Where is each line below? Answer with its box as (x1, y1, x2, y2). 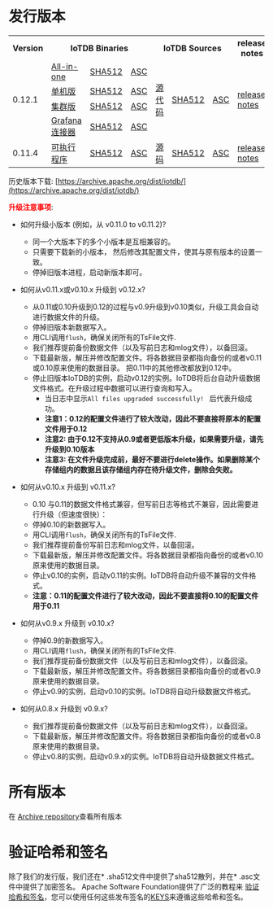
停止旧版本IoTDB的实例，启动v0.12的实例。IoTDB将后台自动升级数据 (32, 373, 261, 382)
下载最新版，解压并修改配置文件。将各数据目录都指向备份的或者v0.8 (32, 731, 262, 741)
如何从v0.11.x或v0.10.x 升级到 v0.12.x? (19, 284, 146, 294)
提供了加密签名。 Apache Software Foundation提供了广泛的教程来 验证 (22, 881, 260, 891)
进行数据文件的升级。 (32, 312, 104, 321)
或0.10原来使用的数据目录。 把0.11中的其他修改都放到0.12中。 (32, 363, 236, 373)
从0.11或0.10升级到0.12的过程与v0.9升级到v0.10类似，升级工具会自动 (32, 302, 259, 312)
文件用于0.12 (44, 424, 88, 434)
